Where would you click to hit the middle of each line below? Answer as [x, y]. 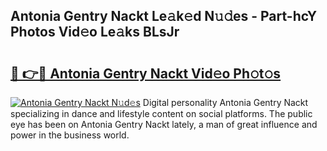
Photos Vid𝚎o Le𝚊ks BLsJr [95, 32]
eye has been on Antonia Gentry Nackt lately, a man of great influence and [164, 124]
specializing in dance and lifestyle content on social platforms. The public [161, 113]
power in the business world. [70, 135]
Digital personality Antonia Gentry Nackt [225, 102]
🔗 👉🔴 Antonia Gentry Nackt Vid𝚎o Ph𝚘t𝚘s [146, 73]
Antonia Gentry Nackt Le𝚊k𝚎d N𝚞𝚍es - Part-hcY [164, 16]
